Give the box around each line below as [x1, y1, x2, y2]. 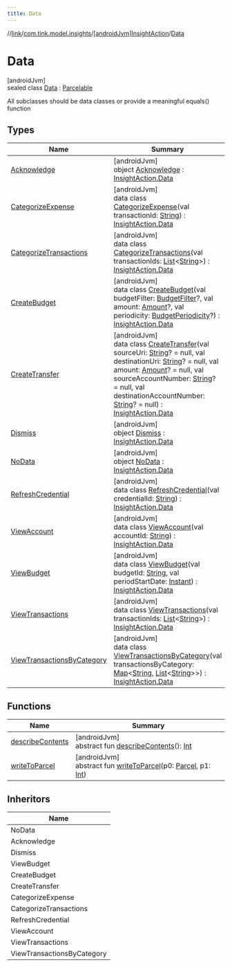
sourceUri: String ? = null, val [113, 348, 205, 358]
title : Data [7, 10, 41, 17]
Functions [7, 700, 52, 712]
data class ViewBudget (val [113, 559, 200, 569]
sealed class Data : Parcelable [7, 84, 93, 92]
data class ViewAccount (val [113, 522, 204, 532]
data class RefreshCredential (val [113, 485, 220, 495]
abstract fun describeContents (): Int [75, 741, 192, 751]
